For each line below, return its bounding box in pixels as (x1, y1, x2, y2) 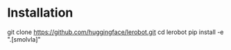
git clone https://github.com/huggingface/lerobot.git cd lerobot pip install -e (7, 28, 224, 36)
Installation (7, 5, 74, 21)
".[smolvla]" (7, 35, 41, 43)
